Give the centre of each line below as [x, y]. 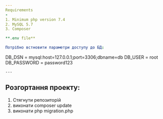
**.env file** [21, 38]
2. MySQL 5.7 [19, 24]
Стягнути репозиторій [37, 100]
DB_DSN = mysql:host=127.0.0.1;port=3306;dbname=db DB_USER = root [82, 57]
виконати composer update [42, 105]
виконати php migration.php [43, 111]
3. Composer [18, 29]
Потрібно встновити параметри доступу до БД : [55, 47]
